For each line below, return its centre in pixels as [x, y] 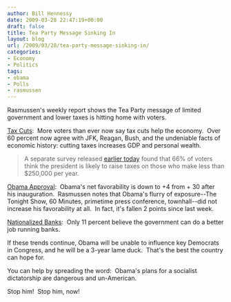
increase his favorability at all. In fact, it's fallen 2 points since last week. [110, 209]
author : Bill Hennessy [40, 13]
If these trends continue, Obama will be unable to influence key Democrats [113, 243]
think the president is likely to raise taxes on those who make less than [124, 166]
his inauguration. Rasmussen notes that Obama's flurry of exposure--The [112, 194]
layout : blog [26, 39]
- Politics [23, 65]
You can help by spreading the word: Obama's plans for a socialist [102, 271]
